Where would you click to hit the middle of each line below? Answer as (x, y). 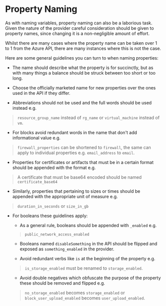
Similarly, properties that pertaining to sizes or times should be (76, 191)
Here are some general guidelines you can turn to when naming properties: (82, 58)
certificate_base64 (37, 182)
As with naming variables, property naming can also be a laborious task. (79, 23)
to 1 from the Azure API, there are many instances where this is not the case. (83, 48)
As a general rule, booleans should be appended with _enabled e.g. (88, 225)
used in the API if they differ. (41, 93)
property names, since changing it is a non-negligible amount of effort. (77, 33)
